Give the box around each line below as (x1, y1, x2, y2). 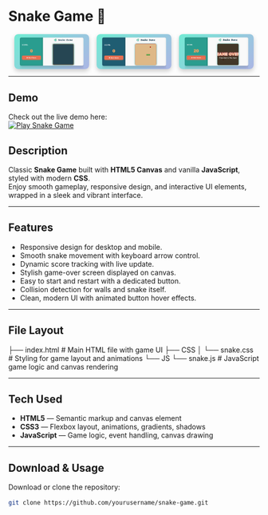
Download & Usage (8, 461, 105, 474)
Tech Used (8, 393, 63, 406)
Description (8, 144, 68, 157)
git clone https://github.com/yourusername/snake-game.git (8, 499, 209, 507)
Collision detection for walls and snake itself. (19, 284, 167, 294)
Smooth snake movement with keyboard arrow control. (19, 251, 201, 260)
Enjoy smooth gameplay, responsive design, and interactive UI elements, (8, 182, 247, 192)
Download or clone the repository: (8, 482, 121, 492)
